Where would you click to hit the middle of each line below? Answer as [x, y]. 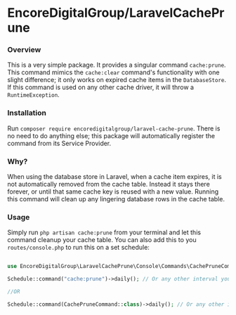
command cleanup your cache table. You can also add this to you [102, 240]
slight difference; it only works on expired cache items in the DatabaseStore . [117, 80]
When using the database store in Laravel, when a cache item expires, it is [115, 177]
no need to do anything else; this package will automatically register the [111, 135]
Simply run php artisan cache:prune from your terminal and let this [104, 232]
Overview [24, 50]
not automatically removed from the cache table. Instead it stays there [109, 185]
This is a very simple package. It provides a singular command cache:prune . [117, 65]
